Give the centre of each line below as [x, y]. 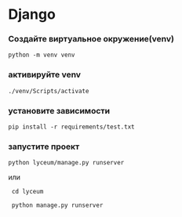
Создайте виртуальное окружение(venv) [91, 39]
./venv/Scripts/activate [49, 91]
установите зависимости [59, 110]
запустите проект [44, 146]
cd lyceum [27, 192]
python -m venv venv [42, 55]
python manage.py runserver [57, 205]
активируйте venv [44, 74]
